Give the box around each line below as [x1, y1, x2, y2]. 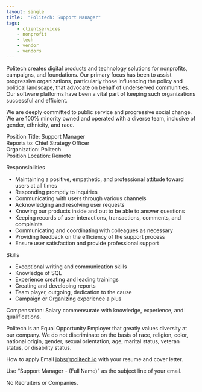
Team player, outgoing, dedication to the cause [14, 288, 132, 296]
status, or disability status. [6, 344, 72, 351]
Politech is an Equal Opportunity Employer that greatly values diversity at [6, 324, 188, 332]
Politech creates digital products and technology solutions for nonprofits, [6, 65, 188, 72]
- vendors [17, 48, 42, 54]
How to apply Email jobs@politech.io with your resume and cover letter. [6, 355, 184, 362]
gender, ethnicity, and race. [6, 121, 75, 128]
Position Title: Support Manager [6, 133, 86, 140]
